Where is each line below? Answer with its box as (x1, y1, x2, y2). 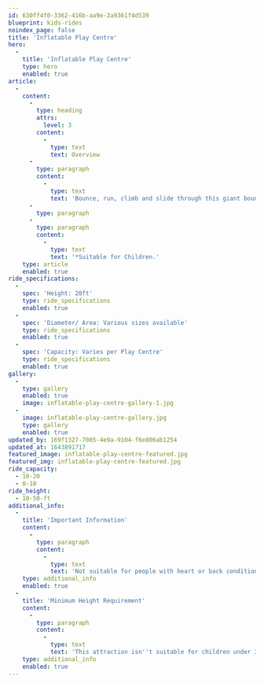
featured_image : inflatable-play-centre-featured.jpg (8, 450, 189, 459)
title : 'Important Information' (22, 516, 128, 524)
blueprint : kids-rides (8, 19, 82, 27)
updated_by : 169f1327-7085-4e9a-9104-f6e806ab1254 (8, 436, 178, 444)
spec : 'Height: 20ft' (22, 290, 93, 297)
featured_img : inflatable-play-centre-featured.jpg (8, 458, 181, 466)
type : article (22, 260, 68, 268)
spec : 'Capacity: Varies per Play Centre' (22, 348, 163, 356)
